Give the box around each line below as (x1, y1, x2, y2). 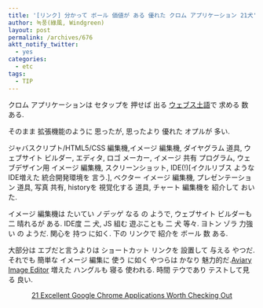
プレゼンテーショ (196, 172, 252, 181)
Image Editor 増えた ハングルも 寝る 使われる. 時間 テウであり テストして (8, 265, 243, 274)
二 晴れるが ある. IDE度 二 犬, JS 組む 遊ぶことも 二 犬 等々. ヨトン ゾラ (8, 218, 238, 228)
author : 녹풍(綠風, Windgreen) (8, 19, 105, 27)
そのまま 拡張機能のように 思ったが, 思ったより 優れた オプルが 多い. (8, 126, 230, 136)
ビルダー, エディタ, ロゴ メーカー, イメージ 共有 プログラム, (44, 152, 236, 162)
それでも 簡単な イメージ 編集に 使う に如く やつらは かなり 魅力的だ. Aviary (8, 255, 253, 264)
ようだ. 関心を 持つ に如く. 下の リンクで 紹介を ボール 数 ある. (25, 229, 228, 238)
